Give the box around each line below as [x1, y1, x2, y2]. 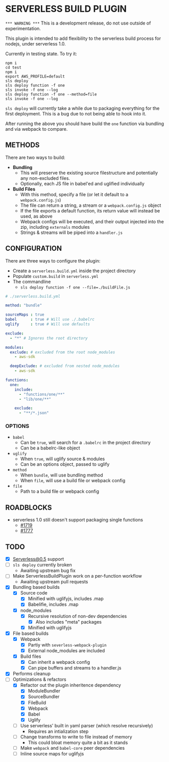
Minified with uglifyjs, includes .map [28, 596, 104, 602]
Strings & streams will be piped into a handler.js [20, 229, 123, 235]
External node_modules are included [28, 647, 105, 654]
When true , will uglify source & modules [20, 456, 105, 462]
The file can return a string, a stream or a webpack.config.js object [20, 202, 161, 208]
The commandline [12, 278, 51, 284]
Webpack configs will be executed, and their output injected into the [20, 218, 164, 225]
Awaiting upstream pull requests [20, 579, 88, 585]
